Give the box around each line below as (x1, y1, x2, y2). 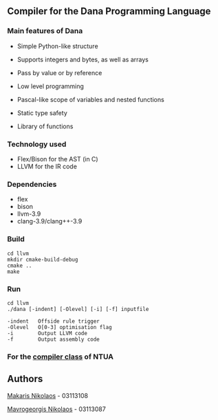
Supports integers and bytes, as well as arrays (17, 55, 149, 63)
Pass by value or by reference (17, 68, 102, 77)
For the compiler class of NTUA (7, 352, 114, 361)
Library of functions (17, 122, 74, 130)
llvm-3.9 (17, 210, 41, 218)
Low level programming (17, 82, 85, 90)
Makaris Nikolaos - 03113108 (7, 391, 88, 399)
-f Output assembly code (7, 336, 100, 343)
